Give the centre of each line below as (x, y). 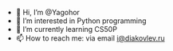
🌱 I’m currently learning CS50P (67, 29)
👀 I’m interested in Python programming (81, 21)
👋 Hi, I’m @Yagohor (47, 12)
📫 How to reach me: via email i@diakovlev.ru (90, 38)
